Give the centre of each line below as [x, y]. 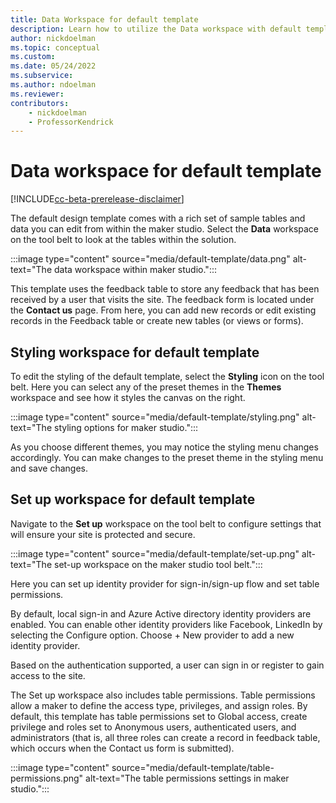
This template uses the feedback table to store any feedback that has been [165, 289]
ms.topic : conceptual [55, 47]
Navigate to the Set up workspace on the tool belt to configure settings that [166, 523]
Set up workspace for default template [133, 499]
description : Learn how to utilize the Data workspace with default [156, 29]
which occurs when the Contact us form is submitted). [122, 748]
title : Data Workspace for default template [104, 19]
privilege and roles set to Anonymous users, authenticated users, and [153, 727]
